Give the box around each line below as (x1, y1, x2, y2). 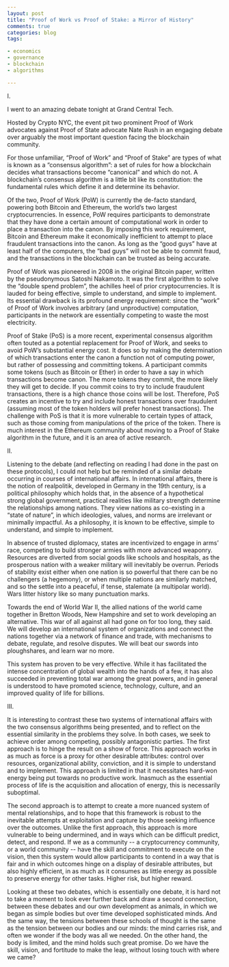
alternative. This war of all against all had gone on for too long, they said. (7, 617, 213, 625)
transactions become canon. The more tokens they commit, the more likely (7, 375, 218, 384)
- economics (7, 48, 41, 55)
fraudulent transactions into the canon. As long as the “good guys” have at (7, 239, 217, 247)
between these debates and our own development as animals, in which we (7, 902, 217, 910)
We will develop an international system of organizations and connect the (7, 625, 214, 633)
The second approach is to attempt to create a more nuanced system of (7, 801, 210, 809)
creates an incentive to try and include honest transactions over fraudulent (7, 397, 217, 405)
